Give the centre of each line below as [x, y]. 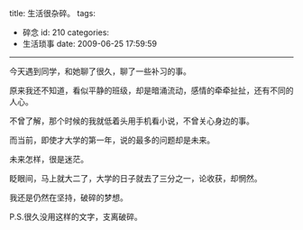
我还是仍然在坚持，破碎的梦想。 [69, 198]
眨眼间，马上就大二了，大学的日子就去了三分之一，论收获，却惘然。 [136, 178]
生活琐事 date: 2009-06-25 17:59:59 [90, 44]
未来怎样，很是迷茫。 [49, 159]
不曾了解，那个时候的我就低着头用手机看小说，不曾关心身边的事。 [132, 121]
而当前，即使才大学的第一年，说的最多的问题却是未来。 [112, 140]
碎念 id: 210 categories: [66, 32]
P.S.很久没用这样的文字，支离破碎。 [76, 216]
